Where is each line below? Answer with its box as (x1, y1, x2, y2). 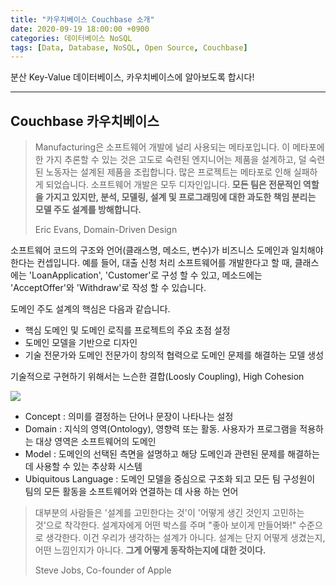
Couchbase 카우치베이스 (10, 112, 160, 130)
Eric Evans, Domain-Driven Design (34, 224, 178, 236)
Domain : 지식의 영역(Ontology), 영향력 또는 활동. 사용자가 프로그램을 (24, 423, 298, 435)
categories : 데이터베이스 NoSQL (10, 33, 133, 43)
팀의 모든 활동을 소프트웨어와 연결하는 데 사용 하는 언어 (24, 486, 239, 498)
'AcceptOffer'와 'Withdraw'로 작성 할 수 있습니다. (10, 282, 207, 294)
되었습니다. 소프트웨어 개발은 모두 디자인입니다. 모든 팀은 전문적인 (45, 179, 302, 191)
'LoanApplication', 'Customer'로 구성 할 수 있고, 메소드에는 (28, 269, 263, 281)
